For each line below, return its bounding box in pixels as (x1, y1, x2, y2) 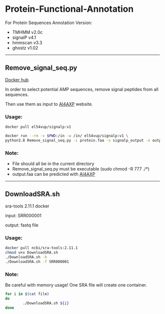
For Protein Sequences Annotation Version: (5, 20, 92, 26)
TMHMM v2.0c (12, 29, 43, 35)
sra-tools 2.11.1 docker (5, 203, 50, 209)
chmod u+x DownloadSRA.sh (5, 250, 58, 255)
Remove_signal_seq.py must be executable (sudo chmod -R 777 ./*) (12, 166, 150, 171)
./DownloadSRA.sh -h (5, 255, 48, 259)
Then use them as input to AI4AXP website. (5, 101, 93, 107)
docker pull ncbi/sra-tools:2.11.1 (5, 246, 78, 251)
